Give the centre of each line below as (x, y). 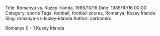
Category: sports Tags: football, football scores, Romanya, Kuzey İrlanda (80, 13)
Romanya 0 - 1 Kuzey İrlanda (35, 28)
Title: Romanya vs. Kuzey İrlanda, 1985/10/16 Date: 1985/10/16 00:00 (76, 8)
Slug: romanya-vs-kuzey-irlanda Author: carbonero (58, 18)
